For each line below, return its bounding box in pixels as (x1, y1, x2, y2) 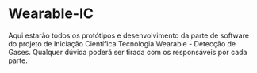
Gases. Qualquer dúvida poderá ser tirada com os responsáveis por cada (8, 47, 247, 57)
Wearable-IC (8, 5, 94, 23)
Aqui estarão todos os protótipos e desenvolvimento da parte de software (8, 31, 250, 40)
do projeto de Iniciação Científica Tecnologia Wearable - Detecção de (8, 38, 236, 48)
